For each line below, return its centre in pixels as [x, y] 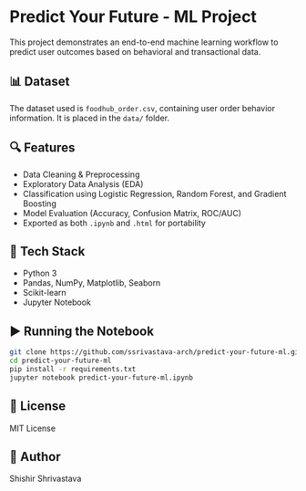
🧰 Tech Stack [47, 251]
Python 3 [40, 273]
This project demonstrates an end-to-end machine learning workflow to [144, 42]
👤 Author [35, 457]
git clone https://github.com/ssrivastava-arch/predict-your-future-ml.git [156, 352]
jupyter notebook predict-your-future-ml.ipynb [102, 377]
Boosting [39, 204]
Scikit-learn [44, 293]
